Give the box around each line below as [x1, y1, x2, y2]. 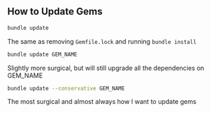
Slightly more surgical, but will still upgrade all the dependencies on [7, 64, 205, 72]
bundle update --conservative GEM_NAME [7, 85, 125, 92]
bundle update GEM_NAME [7, 51, 78, 58]
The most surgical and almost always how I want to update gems [7, 97, 197, 106]
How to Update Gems [7, 6, 103, 18]
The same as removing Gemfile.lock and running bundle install [7, 37, 197, 45]
